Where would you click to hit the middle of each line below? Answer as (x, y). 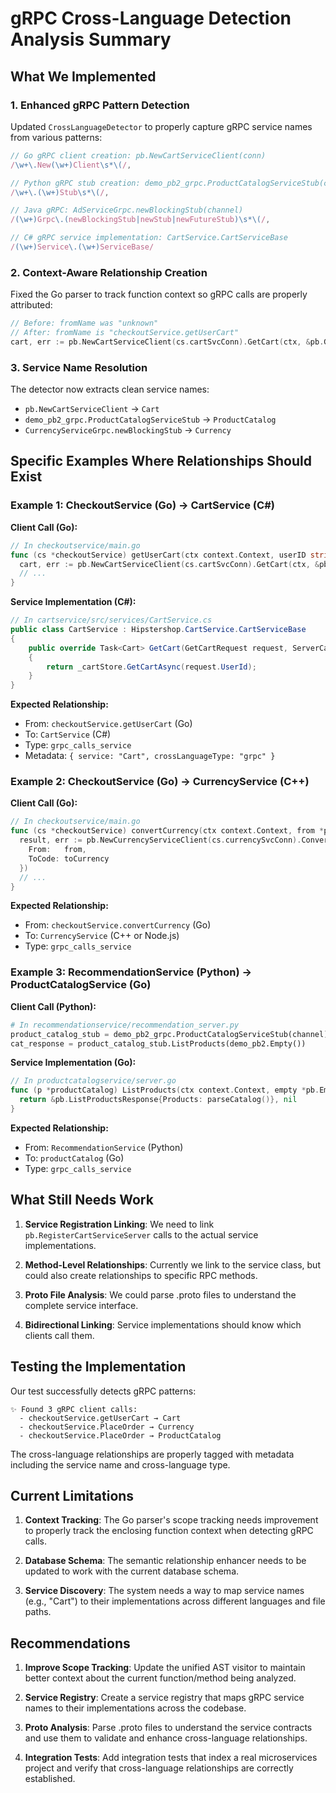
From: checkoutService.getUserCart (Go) (108, 724)
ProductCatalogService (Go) (81, 985)
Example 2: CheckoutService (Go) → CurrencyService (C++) (160, 782)
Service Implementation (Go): (73, 1063)
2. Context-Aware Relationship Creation (109, 272)
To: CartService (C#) (68, 734)
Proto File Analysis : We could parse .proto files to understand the (160, 1294)
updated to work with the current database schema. (132, 1571)
